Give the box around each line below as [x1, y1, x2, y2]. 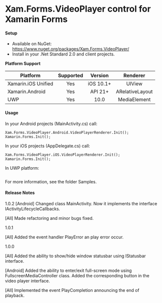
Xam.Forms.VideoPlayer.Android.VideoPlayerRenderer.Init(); [5, 130, 130, 135]
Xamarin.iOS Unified [7, 80, 53, 87]
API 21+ [90, 89, 109, 95]
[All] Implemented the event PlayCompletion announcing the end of [5, 287, 140, 293]
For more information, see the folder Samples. [5, 178, 97, 184]
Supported [58, 72, 83, 79]
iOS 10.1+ [88, 80, 112, 87]
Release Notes [5, 190, 35, 196]
